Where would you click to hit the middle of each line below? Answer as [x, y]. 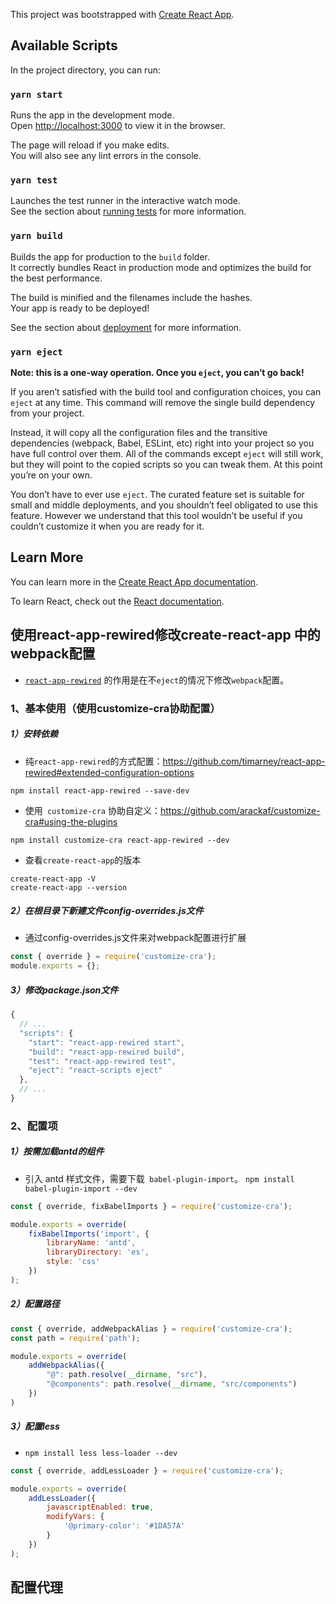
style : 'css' [73, 1262]
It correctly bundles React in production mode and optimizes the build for [161, 267]
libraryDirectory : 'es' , [98, 1252]
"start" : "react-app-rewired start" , [107, 1042]
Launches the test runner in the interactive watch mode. [126, 201]
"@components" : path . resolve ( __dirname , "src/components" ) [172, 1384]
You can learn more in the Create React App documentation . [134, 581]
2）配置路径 [35, 1304]
